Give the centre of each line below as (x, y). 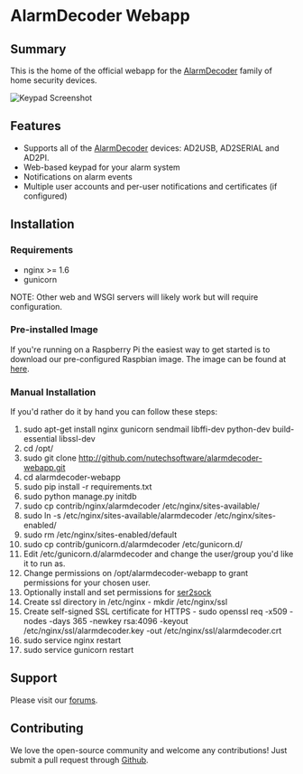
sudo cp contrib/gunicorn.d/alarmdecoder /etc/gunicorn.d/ (133, 545)
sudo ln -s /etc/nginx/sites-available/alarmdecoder (118, 516)
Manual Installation (53, 392)
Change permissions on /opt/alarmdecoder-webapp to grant (136, 574)
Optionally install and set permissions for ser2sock (117, 592)
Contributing (47, 728)
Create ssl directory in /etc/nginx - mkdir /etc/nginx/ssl (125, 602)
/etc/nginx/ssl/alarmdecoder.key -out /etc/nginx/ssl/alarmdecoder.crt (152, 631)
